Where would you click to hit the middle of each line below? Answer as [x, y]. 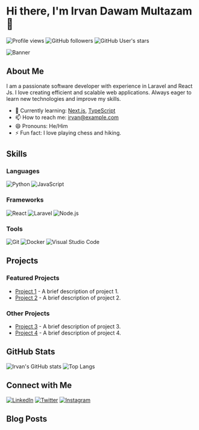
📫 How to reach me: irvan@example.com [67, 117]
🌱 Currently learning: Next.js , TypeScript [65, 111]
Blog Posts [27, 419]
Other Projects [28, 313]
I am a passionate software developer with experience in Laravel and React [99, 86]
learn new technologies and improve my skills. [64, 98]
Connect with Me [39, 386]
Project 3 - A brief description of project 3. [68, 327]
